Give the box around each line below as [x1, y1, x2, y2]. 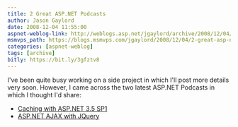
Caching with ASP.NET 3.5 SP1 [17, 104, 108, 113]
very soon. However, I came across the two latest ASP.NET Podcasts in [7, 83, 215, 92]
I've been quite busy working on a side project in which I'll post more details [7, 75, 229, 84]
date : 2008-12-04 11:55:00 [7, 23, 87, 30]
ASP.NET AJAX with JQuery [17, 111, 100, 120]
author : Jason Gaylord [7, 17, 74, 24]
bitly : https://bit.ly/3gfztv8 [7, 56, 100, 64]
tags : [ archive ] [7, 50, 55, 57]
